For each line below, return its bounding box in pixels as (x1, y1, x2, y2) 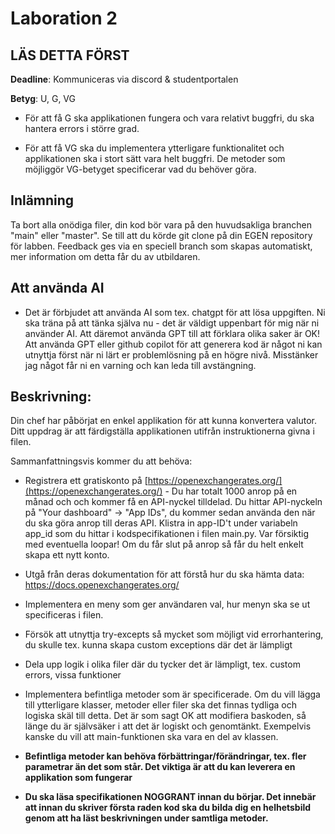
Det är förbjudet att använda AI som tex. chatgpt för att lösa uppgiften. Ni (24, 306, 326, 318)
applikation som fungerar (24, 772, 133, 784)
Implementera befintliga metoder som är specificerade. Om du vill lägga (24, 688, 321, 701)
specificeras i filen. (24, 609, 104, 621)
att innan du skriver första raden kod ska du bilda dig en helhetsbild (24, 802, 312, 814)
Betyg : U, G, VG (10, 93, 76, 104)
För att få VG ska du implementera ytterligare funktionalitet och (24, 142, 285, 154)
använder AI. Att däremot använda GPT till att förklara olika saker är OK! (24, 327, 321, 339)
